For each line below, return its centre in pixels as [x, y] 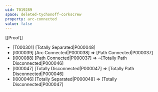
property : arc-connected [31, 19]
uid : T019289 [19, 10]
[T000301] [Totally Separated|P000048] [54, 47]
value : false [19, 24]
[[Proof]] [14, 38]
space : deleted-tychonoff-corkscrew [43, 14]
